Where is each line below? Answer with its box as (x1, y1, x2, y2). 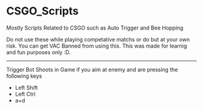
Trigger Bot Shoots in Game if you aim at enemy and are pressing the (6, 66, 178, 73)
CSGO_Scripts (6, 4, 79, 18)
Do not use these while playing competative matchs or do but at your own (6, 36, 190, 43)
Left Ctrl (14, 90, 36, 98)
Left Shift (14, 84, 38, 91)
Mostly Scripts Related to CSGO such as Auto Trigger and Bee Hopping (6, 24, 184, 31)
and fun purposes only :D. (6, 48, 71, 55)
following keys (6, 72, 42, 79)
